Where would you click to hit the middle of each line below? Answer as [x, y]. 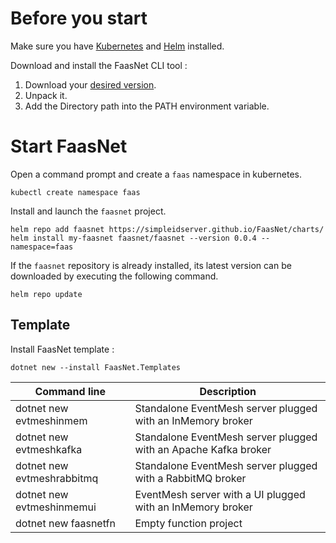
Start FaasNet [69, 146]
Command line [70, 391]
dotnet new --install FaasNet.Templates [96, 367]
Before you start [79, 18]
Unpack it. [46, 95]
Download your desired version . [90, 84]
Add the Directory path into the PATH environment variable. [147, 106]
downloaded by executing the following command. [114, 276]
